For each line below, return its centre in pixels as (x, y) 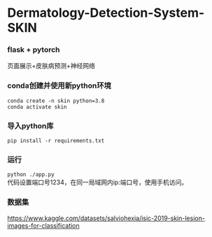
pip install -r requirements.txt (56, 141)
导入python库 (30, 126)
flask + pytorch (34, 50)
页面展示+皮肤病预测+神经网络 (51, 66)
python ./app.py (31, 175)
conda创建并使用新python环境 (59, 86)
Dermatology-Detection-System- (106, 13)
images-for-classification (44, 225)
